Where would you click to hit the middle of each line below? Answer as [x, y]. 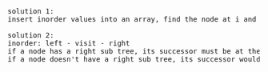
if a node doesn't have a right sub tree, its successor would [134, 59]
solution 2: [31, 35]
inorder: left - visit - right [69, 43]
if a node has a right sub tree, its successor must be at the [134, 51]
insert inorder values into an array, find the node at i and [132, 19]
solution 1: [31, 11]
